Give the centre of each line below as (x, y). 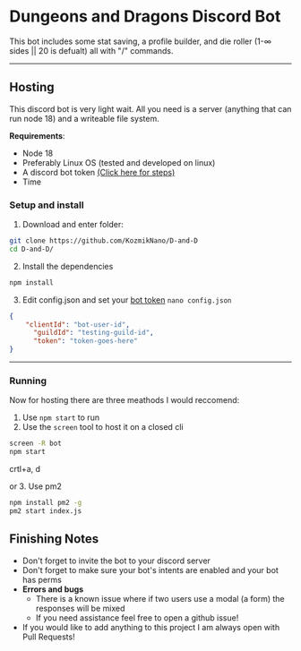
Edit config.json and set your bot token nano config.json (127, 300)
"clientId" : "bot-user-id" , (77, 324)
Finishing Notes (54, 539)
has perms (42, 579)
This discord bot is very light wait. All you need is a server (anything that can (150, 108)
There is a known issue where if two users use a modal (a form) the (160, 598)
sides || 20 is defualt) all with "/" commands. (91, 50)
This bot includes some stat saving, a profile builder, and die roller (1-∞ (140, 41)
